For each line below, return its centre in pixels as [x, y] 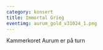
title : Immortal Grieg [35, 18]
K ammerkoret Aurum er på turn [46, 41]
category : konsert [30, 12]
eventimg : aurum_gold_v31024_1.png [52, 23]
